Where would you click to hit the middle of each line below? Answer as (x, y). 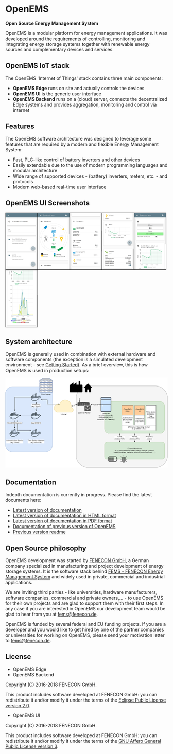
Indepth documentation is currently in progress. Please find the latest (79, 495)
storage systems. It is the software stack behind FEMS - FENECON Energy (84, 571)
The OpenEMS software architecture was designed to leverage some (79, 138)
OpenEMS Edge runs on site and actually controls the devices (79, 88)
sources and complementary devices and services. (60, 49)
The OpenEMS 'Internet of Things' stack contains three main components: (84, 78)
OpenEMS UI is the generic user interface (57, 94)
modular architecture (35, 170)
